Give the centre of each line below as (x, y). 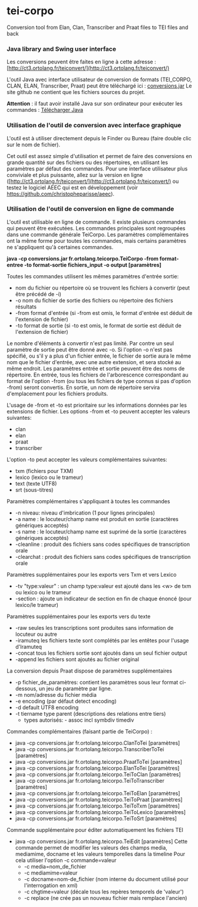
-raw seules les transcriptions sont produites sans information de (94, 628)
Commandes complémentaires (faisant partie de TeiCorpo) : (80, 731)
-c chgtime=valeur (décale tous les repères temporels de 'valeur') (104, 892)
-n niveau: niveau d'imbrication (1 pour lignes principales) (85, 513)
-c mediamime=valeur (51, 873)
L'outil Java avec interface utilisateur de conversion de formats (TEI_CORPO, (99, 80)
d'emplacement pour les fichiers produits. (57, 393)
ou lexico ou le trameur (43, 592)
